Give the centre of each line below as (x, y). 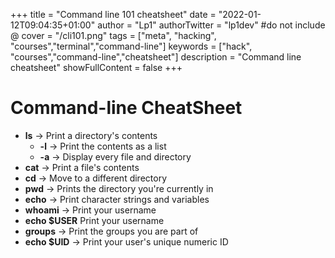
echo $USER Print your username (94, 220)
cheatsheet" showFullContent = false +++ (96, 67)
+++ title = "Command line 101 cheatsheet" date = (113, 14)
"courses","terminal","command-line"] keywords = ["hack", (131, 46)
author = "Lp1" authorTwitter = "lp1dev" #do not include (211, 25)
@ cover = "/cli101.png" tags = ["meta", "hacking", (113, 35)
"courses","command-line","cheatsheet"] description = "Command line (156, 57)
